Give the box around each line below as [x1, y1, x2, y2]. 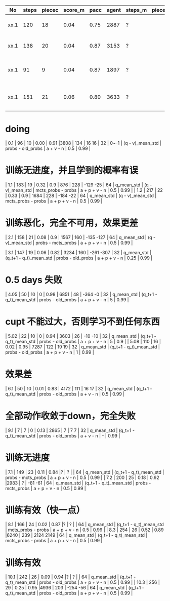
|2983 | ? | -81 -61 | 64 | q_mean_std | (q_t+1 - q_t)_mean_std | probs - [5, 479, 151, 486]
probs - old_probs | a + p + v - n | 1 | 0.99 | [5, 349, 95, 355]
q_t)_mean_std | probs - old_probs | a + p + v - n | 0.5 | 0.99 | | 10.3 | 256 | [5, 579, 160, 585]
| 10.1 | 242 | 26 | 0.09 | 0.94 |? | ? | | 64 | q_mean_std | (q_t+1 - [5, 574, 136, 580]
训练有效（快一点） [5, 504, 86, 516]
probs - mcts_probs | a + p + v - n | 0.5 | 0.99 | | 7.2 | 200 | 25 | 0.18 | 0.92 [5, 474, 159, 480]
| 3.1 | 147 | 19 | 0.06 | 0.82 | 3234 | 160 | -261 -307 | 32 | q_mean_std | [5, 249, 152, 255]
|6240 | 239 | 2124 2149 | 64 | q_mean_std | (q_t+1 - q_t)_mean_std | [5, 532, 148, 538]
